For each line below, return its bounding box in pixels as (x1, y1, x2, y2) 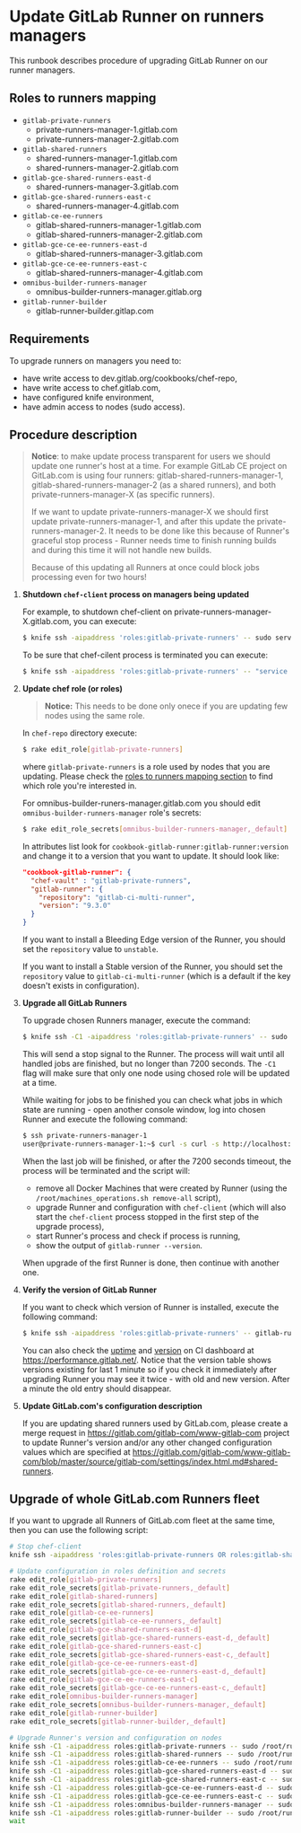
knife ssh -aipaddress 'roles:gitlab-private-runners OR (9, 1551, 227, 1560)
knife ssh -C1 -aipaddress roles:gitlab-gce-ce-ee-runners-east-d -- (9, 1783, 275, 1793)
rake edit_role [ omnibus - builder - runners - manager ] (9, 1692, 199, 1701)
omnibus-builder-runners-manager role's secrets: (21, 807, 202, 818)
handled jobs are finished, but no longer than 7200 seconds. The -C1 (21, 1058, 277, 1069)
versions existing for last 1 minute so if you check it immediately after (21, 1363, 278, 1375)
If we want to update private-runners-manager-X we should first (30, 507, 269, 517)
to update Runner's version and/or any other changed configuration (21, 1437, 272, 1448)
